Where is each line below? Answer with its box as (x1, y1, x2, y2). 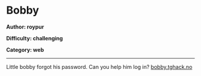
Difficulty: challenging (6, 34, 63, 42)
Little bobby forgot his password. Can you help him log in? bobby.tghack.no (6, 63, 193, 70)
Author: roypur (6, 23, 44, 30)
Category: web (6, 46, 44, 53)
